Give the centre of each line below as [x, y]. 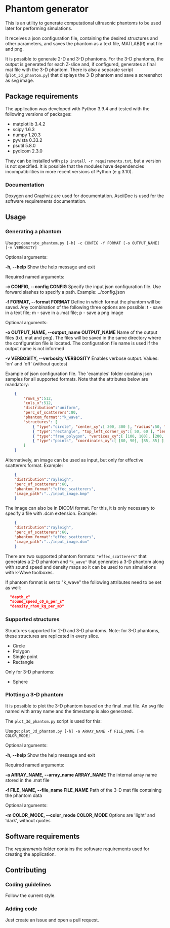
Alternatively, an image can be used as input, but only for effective [74, 460]
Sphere [20, 682]
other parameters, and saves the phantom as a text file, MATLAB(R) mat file [84, 43]
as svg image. [20, 80]
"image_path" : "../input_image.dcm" [52, 542]
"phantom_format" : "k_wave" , [53, 417]
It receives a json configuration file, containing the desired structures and [82, 38]
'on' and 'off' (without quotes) [36, 363]
